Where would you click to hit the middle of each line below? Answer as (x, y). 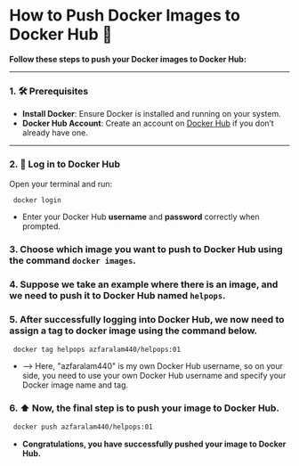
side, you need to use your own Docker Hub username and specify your (154, 376)
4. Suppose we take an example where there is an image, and (144, 284)
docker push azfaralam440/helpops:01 (83, 427)
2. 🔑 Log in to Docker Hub (65, 164)
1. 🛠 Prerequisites (49, 91)
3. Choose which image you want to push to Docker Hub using (146, 249)
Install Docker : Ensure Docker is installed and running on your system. (152, 114)
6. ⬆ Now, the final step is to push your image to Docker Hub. (145, 408)
